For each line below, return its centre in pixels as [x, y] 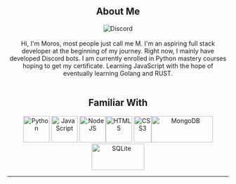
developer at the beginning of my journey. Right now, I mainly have [118, 51]
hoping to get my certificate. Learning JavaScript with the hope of [118, 65]
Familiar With [118, 103]
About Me [118, 12]
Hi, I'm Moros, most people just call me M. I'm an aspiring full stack [118, 43]
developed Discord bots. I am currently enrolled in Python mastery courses [118, 58]
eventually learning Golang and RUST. [118, 73]
